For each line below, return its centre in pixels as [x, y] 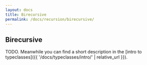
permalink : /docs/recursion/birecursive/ [50, 19]
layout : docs [19, 10]
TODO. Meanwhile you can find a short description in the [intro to [73, 52]
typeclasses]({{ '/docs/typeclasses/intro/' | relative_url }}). [67, 57]
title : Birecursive [26, 15]
